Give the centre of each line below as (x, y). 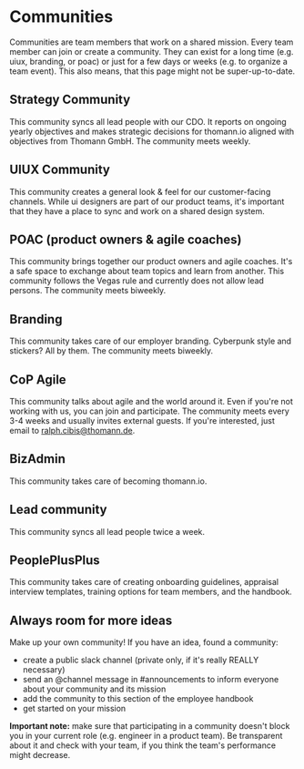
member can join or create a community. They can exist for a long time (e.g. (152, 51)
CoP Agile (38, 379)
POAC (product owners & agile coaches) (126, 239)
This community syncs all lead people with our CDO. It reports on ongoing (148, 121)
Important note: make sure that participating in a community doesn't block (150, 726)
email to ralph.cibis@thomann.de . (72, 431)
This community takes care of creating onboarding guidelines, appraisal (144, 582)
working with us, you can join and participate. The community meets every (149, 411)
